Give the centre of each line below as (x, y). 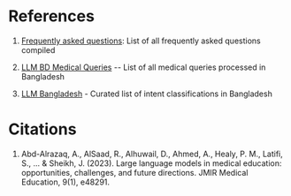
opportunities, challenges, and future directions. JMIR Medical (134, 172)
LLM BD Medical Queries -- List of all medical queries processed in (143, 67)
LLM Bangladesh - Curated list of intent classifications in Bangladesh (147, 94)
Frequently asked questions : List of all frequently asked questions (141, 41)
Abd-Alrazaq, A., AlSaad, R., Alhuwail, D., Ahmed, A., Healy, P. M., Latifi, (152, 154)
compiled (38, 49)
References (51, 16)
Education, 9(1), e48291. (65, 182)
